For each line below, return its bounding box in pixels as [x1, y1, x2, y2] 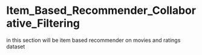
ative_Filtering [6, 16, 80, 30]
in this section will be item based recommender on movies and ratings [6, 36, 181, 44]
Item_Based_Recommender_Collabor [6, 4, 197, 18]
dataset [6, 43, 25, 50]
